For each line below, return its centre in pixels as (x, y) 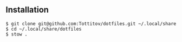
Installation (27, 10)
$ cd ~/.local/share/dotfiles (44, 29)
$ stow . (17, 34)
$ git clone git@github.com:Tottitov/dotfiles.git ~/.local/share (91, 23)
